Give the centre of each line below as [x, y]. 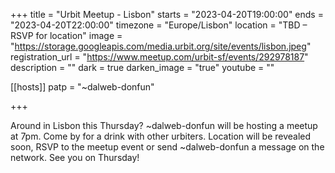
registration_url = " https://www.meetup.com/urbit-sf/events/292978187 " [159, 57]
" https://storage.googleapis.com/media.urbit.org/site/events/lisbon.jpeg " [161, 46]
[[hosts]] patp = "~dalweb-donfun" [82, 87]
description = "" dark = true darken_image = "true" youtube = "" [142, 67]
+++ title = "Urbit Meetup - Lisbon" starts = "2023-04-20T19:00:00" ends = [167, 14]
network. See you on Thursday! [75, 157]
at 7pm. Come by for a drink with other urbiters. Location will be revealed [161, 136]
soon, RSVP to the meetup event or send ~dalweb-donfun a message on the [167, 147]
